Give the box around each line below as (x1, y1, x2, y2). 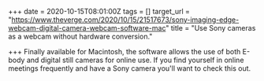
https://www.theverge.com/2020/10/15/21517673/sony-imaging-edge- (11, 15, 240, 24)
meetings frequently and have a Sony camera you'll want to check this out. (8, 64, 251, 73)
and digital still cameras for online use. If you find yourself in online (26, 55, 244, 64)
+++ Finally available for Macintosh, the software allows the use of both (8, 47, 241, 56)
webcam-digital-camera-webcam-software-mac (8, 24, 166, 32)
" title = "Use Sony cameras (165, 24, 256, 32)
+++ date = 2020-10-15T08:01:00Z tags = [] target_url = (8, 7, 191, 16)
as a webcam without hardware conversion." (8, 31, 153, 41)
